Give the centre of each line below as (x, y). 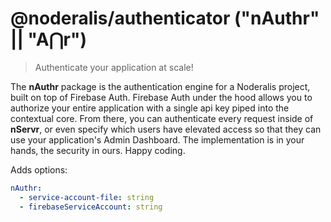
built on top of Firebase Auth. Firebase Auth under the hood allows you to (161, 97)
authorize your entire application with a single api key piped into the (150, 108)
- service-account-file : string (87, 197)
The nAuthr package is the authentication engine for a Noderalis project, (160, 86)
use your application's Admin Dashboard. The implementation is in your (157, 139)
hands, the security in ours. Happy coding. (98, 150)
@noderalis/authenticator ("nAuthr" (165, 18)
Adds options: (39, 169)
